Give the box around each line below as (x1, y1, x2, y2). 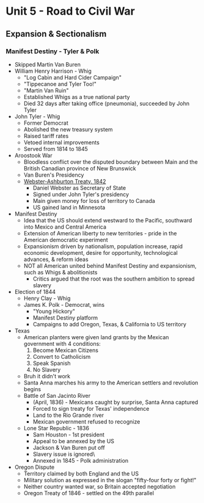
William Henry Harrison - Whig (14, 67, 92, 75)
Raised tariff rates (23, 132, 69, 139)
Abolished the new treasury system (23, 125, 114, 133)
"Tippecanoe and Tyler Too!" (23, 80, 97, 87)
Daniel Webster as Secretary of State (32, 184, 126, 191)
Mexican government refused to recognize (32, 417, 140, 425)
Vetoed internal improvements (23, 139, 100, 146)
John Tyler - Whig (14, 112, 60, 120)
